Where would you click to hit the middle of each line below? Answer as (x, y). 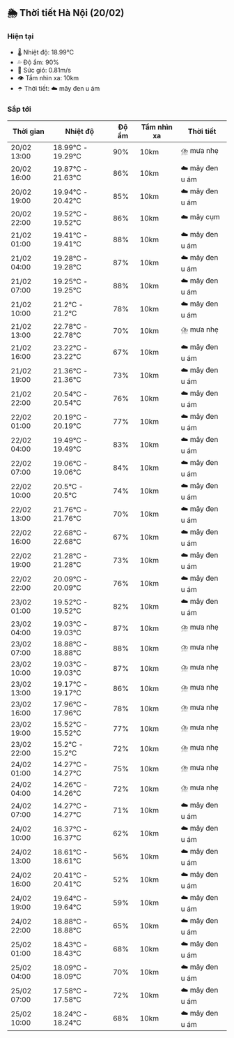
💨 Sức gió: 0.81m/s (44, 70)
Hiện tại (21, 36)
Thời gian (29, 131)
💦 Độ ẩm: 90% (38, 62)
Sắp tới (19, 109)
